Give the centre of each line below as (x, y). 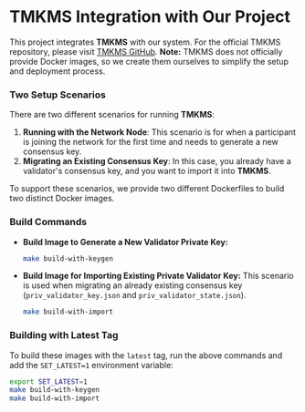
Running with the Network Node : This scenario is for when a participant (159, 132)
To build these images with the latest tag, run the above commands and (146, 355)
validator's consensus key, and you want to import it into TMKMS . (147, 171)
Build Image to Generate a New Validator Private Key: (125, 242)
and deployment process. (58, 71)
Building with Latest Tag (64, 335)
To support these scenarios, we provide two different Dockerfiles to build (147, 189)
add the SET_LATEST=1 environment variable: (91, 365)
